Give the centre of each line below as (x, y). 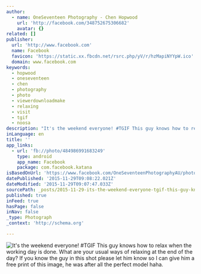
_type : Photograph (29, 218)
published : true (26, 195)
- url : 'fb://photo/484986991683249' (59, 151)
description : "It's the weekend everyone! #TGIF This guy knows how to (97, 129)
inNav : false (22, 212)
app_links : (20, 145)
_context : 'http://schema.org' (45, 223)
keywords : (19, 67)
